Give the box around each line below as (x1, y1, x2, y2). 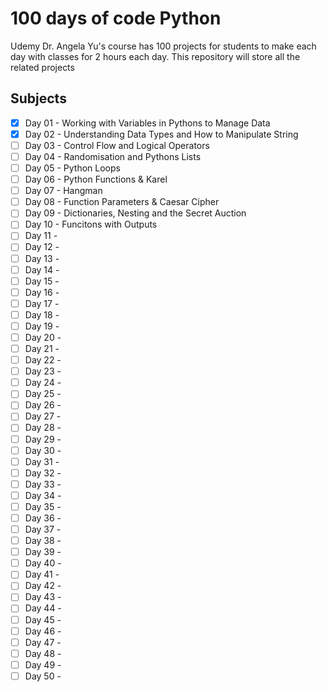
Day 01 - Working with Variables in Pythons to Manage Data (24, 117, 271, 129)
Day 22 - (24, 354, 62, 366)
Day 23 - (24, 365, 62, 377)
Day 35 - (24, 500, 62, 512)
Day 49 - (24, 658, 62, 671)
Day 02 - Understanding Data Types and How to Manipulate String (24, 128, 299, 140)
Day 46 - (24, 625, 62, 637)
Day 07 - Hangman (24, 185, 103, 197)
